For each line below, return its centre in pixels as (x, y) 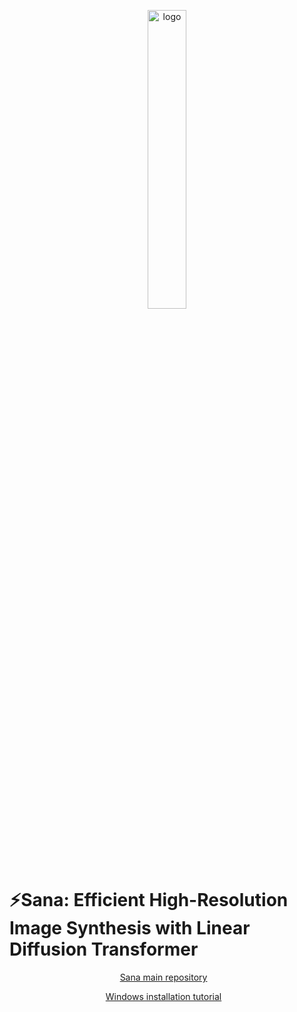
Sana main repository (163, 977)
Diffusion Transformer (104, 949)
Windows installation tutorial (163, 996)
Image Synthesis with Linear (130, 928)
